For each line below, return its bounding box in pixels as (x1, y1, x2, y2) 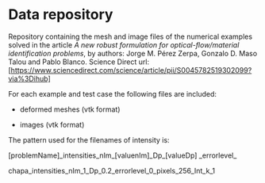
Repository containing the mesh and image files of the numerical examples (8, 32, 252, 41)
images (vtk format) (19, 120, 85, 129)
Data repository (8, 6, 113, 24)
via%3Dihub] (8, 74, 52, 83)
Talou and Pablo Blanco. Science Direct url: (8, 57, 149, 67)
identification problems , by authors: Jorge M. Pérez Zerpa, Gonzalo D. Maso (8, 48, 258, 58)
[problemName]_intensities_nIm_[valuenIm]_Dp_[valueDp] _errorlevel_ (8, 151, 237, 160)
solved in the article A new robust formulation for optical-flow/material (8, 40, 240, 49)
